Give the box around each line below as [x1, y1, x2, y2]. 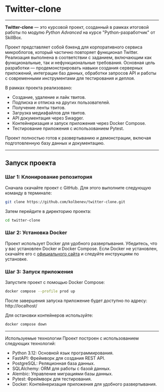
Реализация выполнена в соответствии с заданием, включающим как [5, 54, 152, 60]
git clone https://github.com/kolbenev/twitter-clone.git [5, 199, 125, 204]
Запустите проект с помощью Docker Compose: [5, 279, 105, 285]
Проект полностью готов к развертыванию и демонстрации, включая [5, 135, 151, 140]
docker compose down [5, 322, 47, 326]
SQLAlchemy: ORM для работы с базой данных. [12, 366, 111, 371]
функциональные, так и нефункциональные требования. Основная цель [5, 60, 155, 66]
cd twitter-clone [5, 218, 41, 223]
